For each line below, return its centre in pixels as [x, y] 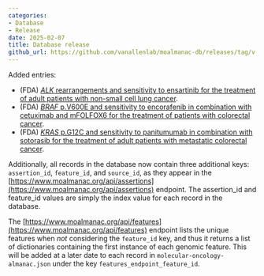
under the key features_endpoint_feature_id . [126, 263]
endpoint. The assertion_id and [206, 189]
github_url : [28, 52]
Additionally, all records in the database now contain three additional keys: [129, 164]
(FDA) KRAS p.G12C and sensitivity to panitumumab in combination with [136, 132]
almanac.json [30, 264]
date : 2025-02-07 [37, 38]
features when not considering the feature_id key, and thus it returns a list [129, 238]
